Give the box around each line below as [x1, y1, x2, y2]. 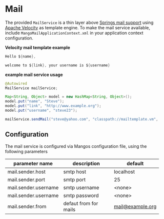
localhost [114, 168, 135, 175]
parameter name [13, 160, 53, 167]
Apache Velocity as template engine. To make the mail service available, [5, 24, 150, 30]
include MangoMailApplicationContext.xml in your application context [5, 30, 143, 36]
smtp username [63, 184, 100, 191]
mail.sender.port [7, 176, 45, 183]
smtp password [63, 192, 99, 199]
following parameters [5, 148, 48, 154]
